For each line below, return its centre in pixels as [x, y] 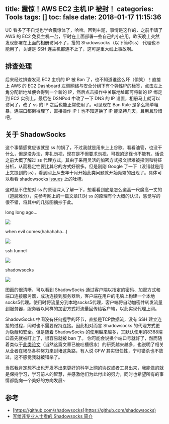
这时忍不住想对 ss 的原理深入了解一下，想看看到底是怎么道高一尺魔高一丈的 [84, 190]
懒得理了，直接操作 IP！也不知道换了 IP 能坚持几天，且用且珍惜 [97, 111]
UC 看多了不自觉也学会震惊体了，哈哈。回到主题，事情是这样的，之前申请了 [84, 30]
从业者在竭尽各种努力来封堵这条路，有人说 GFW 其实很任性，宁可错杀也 [80, 351]
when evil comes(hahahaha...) [36, 232]
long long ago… [21, 213]
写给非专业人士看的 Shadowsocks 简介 [53, 416]
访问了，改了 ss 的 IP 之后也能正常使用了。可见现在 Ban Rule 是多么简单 [80, 104]
